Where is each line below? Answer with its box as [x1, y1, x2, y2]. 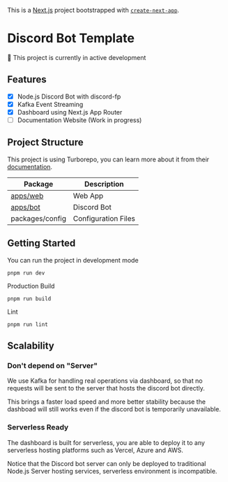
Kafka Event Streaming [17, 100, 84, 108]
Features [7, 73, 47, 86]
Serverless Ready [7, 423, 69, 432]
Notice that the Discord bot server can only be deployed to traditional [7, 459, 206, 467]
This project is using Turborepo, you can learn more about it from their [7, 155, 210, 163]
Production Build [7, 282, 55, 290]
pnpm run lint [7, 321, 49, 328]
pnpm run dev [7, 269, 45, 277]
